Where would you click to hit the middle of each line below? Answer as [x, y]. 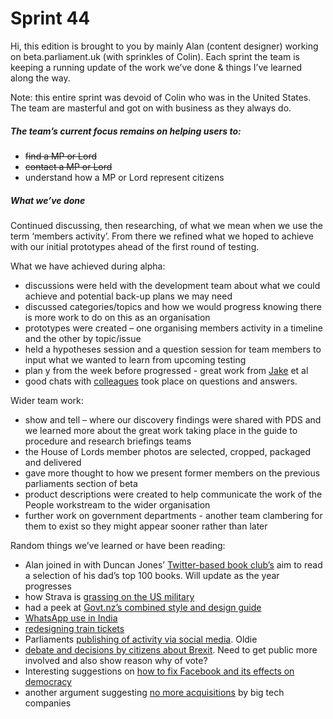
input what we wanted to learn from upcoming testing [135, 359]
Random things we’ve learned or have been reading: [118, 545]
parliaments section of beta [81, 483]
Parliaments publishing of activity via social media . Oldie [141, 639]
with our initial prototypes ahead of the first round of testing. [135, 246]
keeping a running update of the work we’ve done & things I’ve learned [156, 67]
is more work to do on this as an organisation [117, 317]
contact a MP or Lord [68, 166]
